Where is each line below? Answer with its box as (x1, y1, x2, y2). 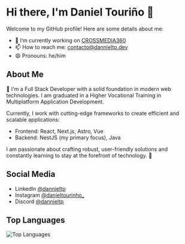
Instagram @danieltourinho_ (14, 191, 85, 199)
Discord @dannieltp (14, 197, 64, 205)
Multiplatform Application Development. (6, 98, 104, 105)
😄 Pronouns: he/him (14, 52, 66, 59)
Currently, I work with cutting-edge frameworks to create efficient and (6, 109, 180, 117)
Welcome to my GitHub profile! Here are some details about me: (6, 25, 164, 32)
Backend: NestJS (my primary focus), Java (14, 134, 121, 141)
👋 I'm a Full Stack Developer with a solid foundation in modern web (6, 85, 172, 92)
